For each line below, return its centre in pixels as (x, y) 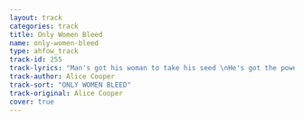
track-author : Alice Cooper (62, 77)
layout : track (36, 18)
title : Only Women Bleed (56, 34)
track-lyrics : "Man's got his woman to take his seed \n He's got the (143, 69)
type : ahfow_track (44, 51)
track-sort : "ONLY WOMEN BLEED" (70, 85)
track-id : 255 (36, 60)
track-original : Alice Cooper (66, 93)
